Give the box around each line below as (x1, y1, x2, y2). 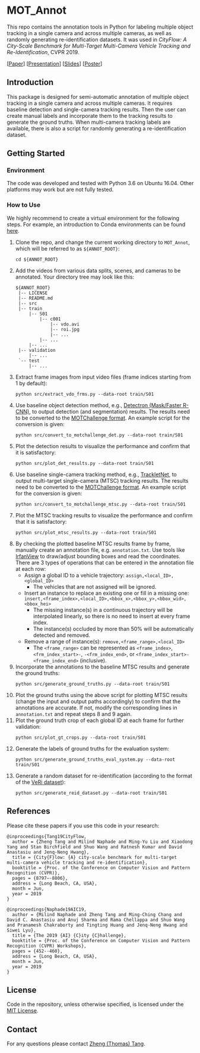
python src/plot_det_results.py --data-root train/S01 (15, 460, 154, 466)
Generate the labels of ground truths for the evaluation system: (15, 745, 170, 752)
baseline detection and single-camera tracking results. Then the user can (7, 105, 186, 113)
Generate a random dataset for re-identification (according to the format (15, 772, 192, 779)
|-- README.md (18, 295, 53, 301)
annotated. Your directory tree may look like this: (15, 273, 135, 280)
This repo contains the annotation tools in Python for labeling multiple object (7, 23, 193, 30)
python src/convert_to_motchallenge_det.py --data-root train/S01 (15, 432, 183, 438)
